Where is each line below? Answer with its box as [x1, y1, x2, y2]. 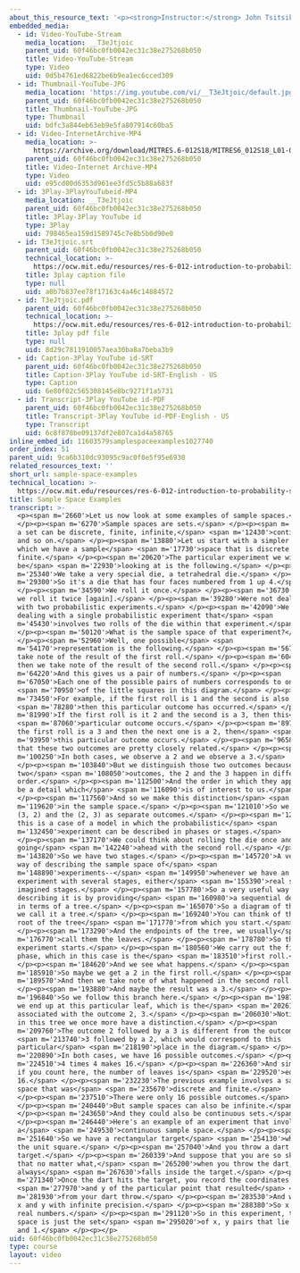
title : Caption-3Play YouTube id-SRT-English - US [25, 370, 218, 380]
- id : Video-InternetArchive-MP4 [17, 130, 142, 138]
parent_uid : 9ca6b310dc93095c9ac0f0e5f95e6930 [9, 453, 186, 463]
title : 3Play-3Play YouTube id [25, 212, 142, 222]
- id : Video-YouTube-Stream [17, 29, 122, 38]
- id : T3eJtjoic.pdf [17, 296, 94, 305]
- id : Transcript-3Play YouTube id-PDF [17, 395, 166, 405]
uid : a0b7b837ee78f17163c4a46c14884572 [25, 287, 174, 296]
